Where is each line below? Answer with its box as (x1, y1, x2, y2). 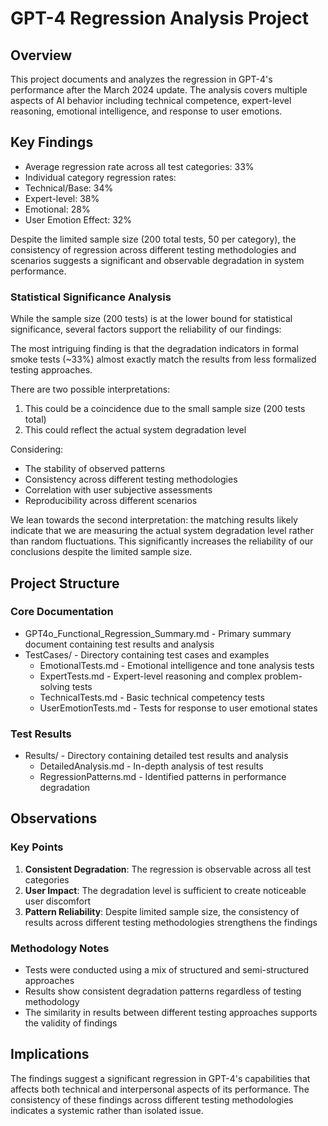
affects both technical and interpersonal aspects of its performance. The (10, 1083, 310, 1095)
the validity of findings (24, 1017, 118, 1029)
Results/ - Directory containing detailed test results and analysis (24, 750, 289, 762)
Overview (10, 47, 73, 64)
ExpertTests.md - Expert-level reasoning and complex (39, 670, 263, 682)
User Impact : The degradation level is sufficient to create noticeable (24, 884, 307, 896)
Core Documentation (10, 605, 114, 619)
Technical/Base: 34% (24, 182, 114, 194)
